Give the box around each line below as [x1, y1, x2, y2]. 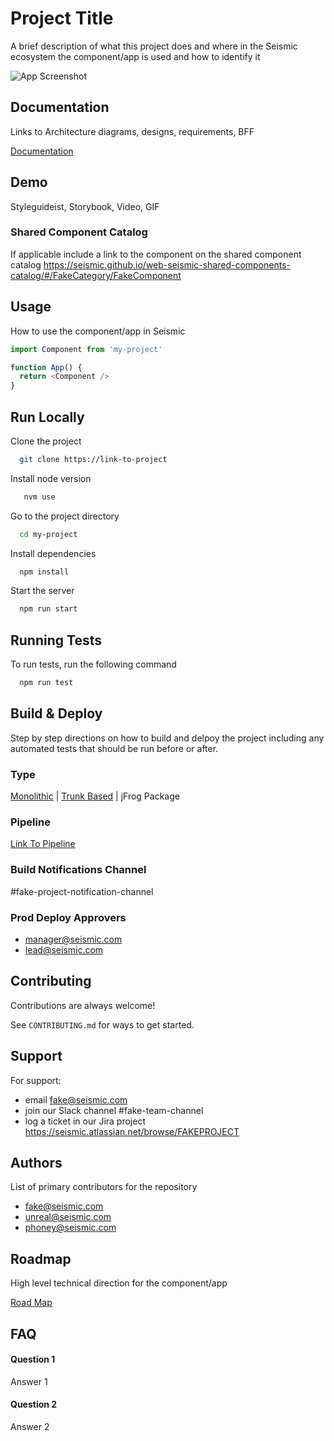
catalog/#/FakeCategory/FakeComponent [10, 269, 182, 281]
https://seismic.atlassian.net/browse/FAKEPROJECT [24, 1125, 240, 1137]
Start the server [10, 585, 75, 597]
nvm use [23, 492, 56, 502]
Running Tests [10, 632, 102, 649]
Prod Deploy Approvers [10, 910, 127, 924]
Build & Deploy [10, 705, 103, 722]
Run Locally [10, 408, 85, 426]
